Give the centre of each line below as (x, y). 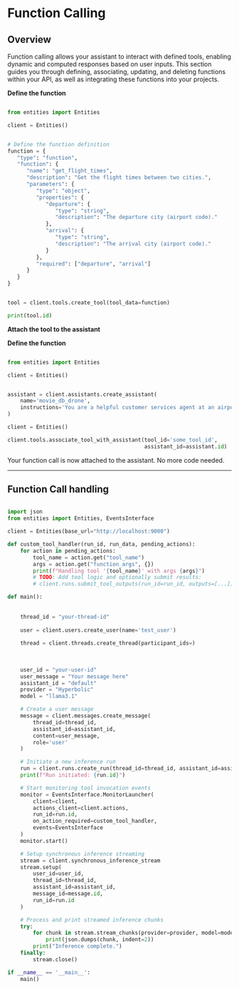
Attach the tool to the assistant (54, 329)
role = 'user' (51, 742)
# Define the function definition (59, 144)
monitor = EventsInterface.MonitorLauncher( (87, 794)
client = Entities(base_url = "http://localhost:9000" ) (89, 532)
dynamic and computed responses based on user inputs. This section (110, 64)
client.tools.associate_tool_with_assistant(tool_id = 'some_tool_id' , (113, 440)
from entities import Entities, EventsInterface (81, 518)
